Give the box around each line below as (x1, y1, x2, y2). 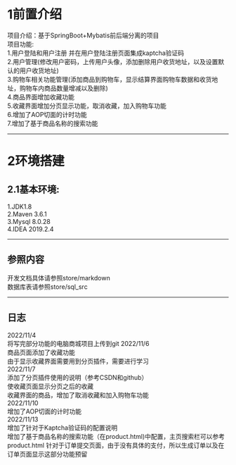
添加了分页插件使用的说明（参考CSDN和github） (7, 373, 148, 381)
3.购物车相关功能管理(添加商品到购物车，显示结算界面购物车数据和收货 (7, 75, 212, 83)
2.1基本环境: (7, 183, 60, 195)
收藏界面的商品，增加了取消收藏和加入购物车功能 (7, 390, 149, 399)
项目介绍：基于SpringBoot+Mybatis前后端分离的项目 (7, 31, 159, 39)
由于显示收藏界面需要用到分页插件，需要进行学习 (7, 356, 149, 365)
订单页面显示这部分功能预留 (7, 449, 88, 458)
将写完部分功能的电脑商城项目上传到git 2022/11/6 (7, 339, 150, 347)
